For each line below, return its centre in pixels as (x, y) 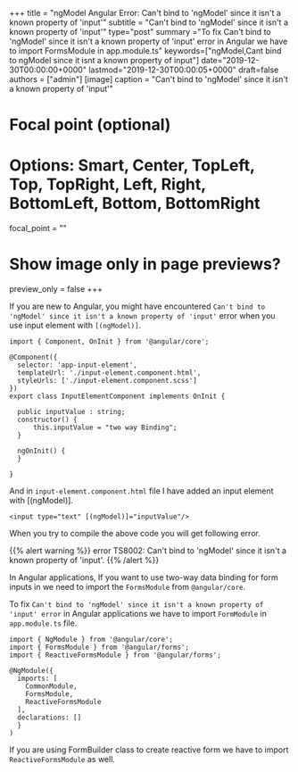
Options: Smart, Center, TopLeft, (132, 166)
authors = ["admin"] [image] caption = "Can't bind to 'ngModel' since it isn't (149, 79)
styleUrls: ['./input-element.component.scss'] (108, 381)
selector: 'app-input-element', (78, 365)
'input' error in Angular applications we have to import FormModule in (138, 614)
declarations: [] (50, 718)
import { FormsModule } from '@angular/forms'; (99, 647)
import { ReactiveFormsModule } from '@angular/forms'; (115, 655)
